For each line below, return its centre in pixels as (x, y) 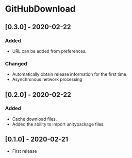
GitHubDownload (41, 9)
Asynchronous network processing (47, 79)
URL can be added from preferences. (49, 51)
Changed (16, 63)
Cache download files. (34, 119)
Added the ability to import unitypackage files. (58, 124)
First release (25, 151)
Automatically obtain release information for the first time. (70, 74)
